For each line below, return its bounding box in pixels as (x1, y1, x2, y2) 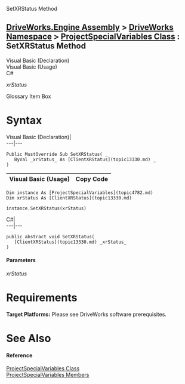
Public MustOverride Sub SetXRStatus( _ (6, 151, 109, 157)
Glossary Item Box (6, 93, 51, 100)
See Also (6, 331, 51, 345)
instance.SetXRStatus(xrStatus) (6, 205, 87, 211)
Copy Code (75, 174, 109, 183)
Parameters (6, 257, 36, 264)
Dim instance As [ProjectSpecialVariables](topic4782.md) (6, 189, 153, 196)
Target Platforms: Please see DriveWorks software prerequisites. (6, 311, 167, 318)
